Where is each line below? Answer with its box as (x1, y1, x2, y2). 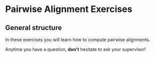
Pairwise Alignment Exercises (5, 3, 132, 15)
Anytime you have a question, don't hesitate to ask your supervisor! (5, 46, 146, 52)
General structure (5, 23, 62, 32)
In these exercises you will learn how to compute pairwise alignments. (5, 36, 150, 42)
